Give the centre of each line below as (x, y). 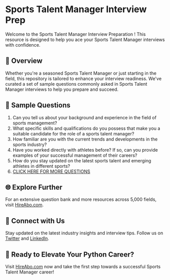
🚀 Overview (24, 61)
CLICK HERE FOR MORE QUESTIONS (51, 171)
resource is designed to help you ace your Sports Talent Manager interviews (85, 40)
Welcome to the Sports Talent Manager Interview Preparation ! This (76, 34)
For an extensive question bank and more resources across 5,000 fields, (81, 199)
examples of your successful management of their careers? (75, 155)
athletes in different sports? (41, 166)
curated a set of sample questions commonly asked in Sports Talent (76, 84)
